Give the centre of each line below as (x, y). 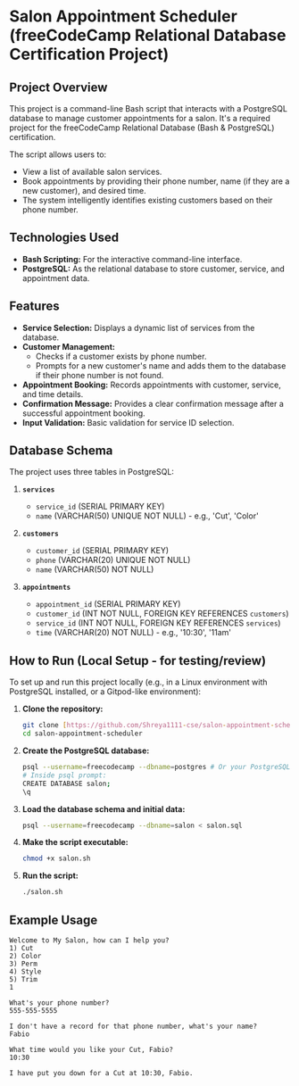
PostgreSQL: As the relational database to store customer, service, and (154, 269)
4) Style (25, 971)
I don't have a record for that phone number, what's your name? (133, 1026)
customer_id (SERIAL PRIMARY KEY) (102, 551)
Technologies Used (64, 238)
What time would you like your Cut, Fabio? (91, 1049)
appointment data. (56, 278)
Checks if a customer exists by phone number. (121, 356)
